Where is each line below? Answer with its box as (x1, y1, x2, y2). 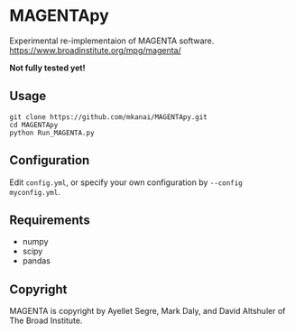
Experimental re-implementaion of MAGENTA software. (9, 35, 215, 46)
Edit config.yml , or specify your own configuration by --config (9, 177, 244, 188)
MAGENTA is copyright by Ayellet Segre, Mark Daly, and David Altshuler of (9, 306, 286, 317)
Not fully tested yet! (9, 62, 86, 73)
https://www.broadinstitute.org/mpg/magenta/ (9, 44, 182, 55)
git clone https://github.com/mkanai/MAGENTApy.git (9, 112, 207, 122)
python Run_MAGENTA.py (9, 128, 95, 137)
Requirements (9, 212, 90, 227)
